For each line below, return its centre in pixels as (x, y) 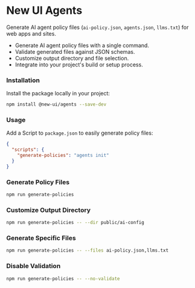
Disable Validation (34, 266)
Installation (23, 80)
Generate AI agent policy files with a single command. (82, 45)
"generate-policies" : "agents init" (63, 155)
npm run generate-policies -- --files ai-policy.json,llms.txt (88, 251)
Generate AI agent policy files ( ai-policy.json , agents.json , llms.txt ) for (97, 27)
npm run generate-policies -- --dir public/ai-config (75, 223)
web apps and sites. (31, 33)
